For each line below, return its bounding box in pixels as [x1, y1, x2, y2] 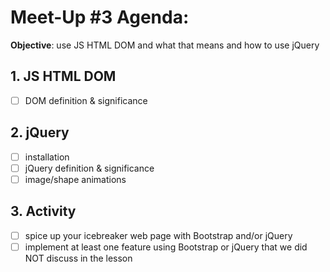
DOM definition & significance [24, 94, 148, 106]
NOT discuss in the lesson [24, 252, 133, 264]
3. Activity [10, 203, 77, 220]
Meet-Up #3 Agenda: [10, 6, 190, 29]
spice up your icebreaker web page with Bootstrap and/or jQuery [24, 229, 293, 241]
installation [24, 151, 70, 163]
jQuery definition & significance [24, 162, 155, 174]
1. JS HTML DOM [10, 68, 117, 85]
